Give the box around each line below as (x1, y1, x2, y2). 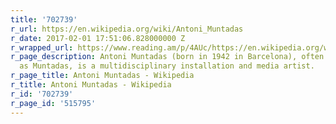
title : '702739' (10, 14, 78, 25)
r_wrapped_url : (10, 42, 74, 53)
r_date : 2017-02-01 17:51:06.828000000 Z (10, 33, 186, 43)
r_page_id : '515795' (10, 98, 97, 108)
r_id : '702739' (10, 89, 74, 99)
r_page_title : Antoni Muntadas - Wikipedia (10, 71, 195, 81)
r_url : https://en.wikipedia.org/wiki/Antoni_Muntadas (10, 24, 244, 34)
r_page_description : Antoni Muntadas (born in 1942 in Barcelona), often (10, 52, 325, 62)
